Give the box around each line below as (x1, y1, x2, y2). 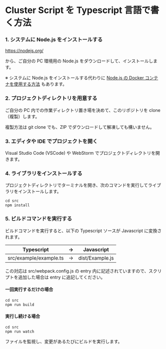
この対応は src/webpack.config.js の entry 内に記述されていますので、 (5, 268, 149, 274)
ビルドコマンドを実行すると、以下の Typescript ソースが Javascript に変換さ (5, 228, 162, 234)
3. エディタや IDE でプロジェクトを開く (5, 138, 98, 145)
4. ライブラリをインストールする (5, 170, 83, 177)
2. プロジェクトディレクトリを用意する (5, 95, 98, 102)
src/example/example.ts (7, 254, 64, 261)
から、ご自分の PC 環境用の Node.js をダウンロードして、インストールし (5, 58, 154, 64)
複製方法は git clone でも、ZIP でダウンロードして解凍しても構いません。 (5, 124, 155, 130)
